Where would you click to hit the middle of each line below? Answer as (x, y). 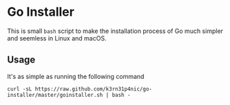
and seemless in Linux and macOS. (57, 38)
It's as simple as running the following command (76, 76)
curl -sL (20, 89)
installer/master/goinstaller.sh (55, 95)
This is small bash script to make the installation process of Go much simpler (115, 31)
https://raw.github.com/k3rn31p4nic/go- (94, 89)
